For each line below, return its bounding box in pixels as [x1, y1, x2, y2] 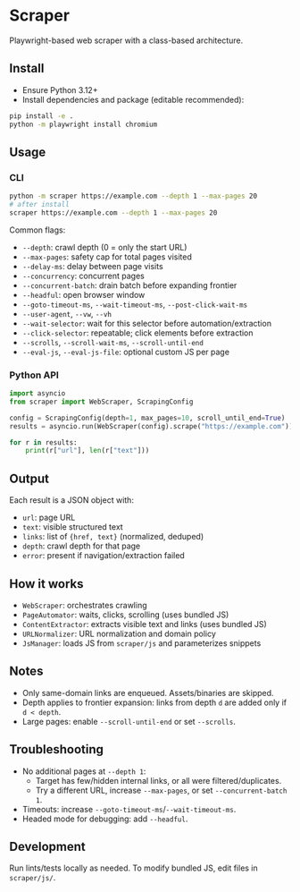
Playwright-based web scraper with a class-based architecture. [9, 35, 244, 46]
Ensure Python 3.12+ [21, 84, 98, 95]
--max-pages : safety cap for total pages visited [21, 251, 192, 262]
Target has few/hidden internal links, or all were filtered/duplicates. [35, 775, 282, 786]
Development [9, 839, 87, 854]
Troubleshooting [9, 742, 104, 757]
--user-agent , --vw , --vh [21, 308, 112, 319]
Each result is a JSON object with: [9, 495, 134, 505]
